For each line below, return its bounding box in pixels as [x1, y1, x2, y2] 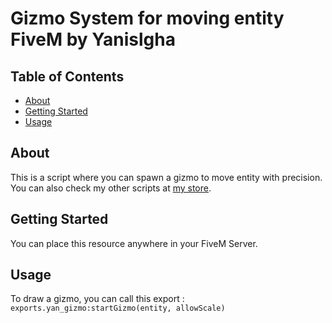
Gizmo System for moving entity [10, 7, 285, 30]
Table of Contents [10, 68, 125, 85]
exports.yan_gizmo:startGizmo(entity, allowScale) [10, 303, 226, 314]
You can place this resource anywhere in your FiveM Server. [10, 237, 258, 249]
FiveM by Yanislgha [10, 28, 176, 51]
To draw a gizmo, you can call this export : [10, 293, 185, 305]
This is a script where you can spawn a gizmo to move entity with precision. [10, 171, 323, 183]
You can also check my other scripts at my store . [10, 182, 212, 194]
